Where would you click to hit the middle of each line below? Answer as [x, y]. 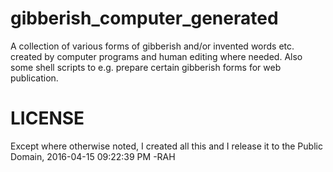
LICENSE [47, 118]
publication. [34, 78]
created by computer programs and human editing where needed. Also [156, 56]
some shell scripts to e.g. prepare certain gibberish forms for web [146, 67]
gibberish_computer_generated [144, 18]
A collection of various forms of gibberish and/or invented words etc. [152, 46]
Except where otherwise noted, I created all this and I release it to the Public [166, 146]
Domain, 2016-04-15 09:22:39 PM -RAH [93, 156]
